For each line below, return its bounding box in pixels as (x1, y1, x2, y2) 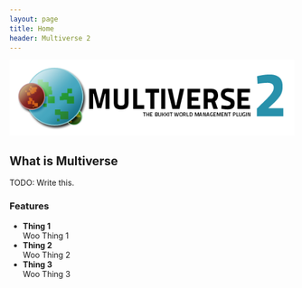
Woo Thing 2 (22, 249, 71, 260)
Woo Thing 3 (22, 268, 71, 279)
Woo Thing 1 (22, 230, 70, 241)
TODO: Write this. (9, 177, 75, 189)
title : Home (9, 23, 54, 33)
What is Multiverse (9, 153, 118, 169)
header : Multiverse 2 (9, 33, 91, 42)
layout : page (9, 14, 59, 23)
